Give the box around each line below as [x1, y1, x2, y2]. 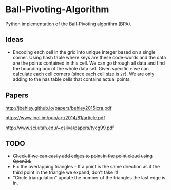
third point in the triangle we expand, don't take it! [12, 169, 118, 175]
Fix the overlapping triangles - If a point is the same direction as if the [12, 164, 160, 170]
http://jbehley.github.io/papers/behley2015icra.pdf [5, 104, 112, 111]
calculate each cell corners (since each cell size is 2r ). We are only [12, 71, 155, 77]
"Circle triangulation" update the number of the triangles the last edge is [12, 175, 166, 181]
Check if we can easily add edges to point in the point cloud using [12, 153, 153, 159]
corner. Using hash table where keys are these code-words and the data [12, 54, 166, 60]
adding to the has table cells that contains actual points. [12, 76, 131, 82]
